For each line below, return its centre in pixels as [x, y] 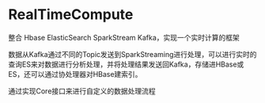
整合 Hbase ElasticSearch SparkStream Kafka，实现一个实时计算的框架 [124, 37]
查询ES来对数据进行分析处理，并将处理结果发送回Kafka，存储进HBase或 [126, 64]
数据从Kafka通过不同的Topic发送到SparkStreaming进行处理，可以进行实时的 [132, 54]
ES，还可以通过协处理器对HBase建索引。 [75, 74]
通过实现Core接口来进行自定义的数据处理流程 [82, 91]
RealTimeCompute [71, 15]
